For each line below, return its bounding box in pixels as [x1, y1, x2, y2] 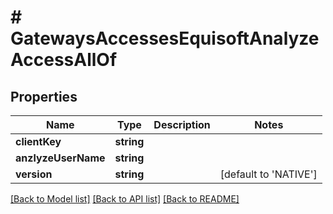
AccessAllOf [10, 49, 118, 71]
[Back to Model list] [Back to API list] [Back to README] [10, 193, 240, 205]
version [15, 167, 53, 181]
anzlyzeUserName [15, 151, 106, 165]
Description [153, 118, 211, 131]
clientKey [15, 135, 62, 148]
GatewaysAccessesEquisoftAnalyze [10, 27, 320, 50]
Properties [10, 88, 78, 105]
